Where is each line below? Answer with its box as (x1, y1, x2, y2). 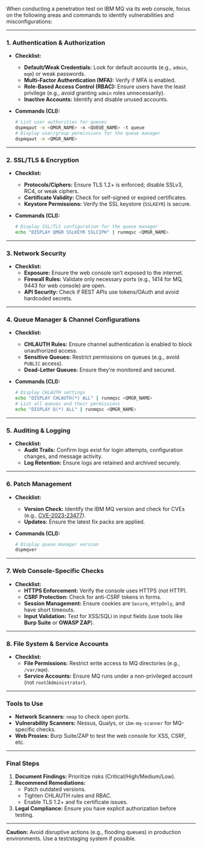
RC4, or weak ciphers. (23, 188, 79, 195)
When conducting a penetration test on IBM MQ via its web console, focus (6, 5, 191, 12)
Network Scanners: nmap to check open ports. (14, 713, 130, 720)
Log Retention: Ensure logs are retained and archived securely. (23, 459, 181, 466)
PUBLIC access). (23, 360, 63, 367)
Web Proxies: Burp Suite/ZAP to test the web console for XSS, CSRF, (14, 732, 186, 740)
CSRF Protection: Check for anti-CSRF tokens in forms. (23, 593, 162, 601)
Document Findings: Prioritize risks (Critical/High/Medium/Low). (14, 773, 176, 780)
